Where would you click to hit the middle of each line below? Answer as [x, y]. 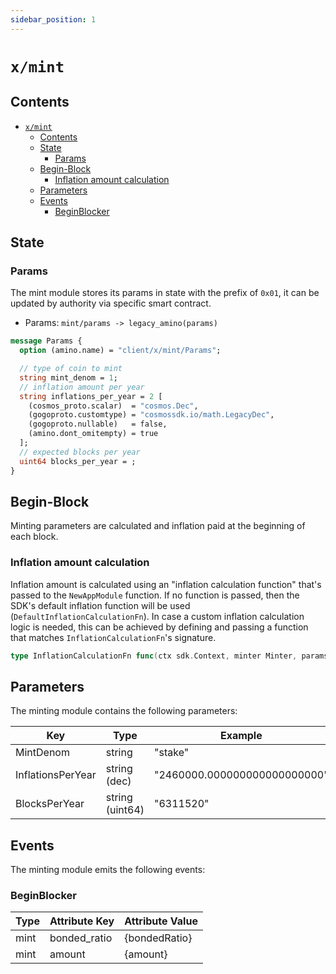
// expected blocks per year [80, 452]
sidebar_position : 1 [53, 19]
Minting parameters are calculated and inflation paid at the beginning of [158, 526]
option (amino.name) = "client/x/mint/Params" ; [120, 351]
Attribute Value [161, 921]
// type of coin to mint [71, 369]
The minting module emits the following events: [108, 870]
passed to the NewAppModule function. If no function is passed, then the [155, 595]
